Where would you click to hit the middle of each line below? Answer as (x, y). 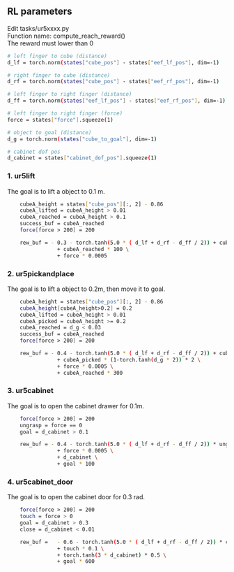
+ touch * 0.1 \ (80, 548)
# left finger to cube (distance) (57, 56)
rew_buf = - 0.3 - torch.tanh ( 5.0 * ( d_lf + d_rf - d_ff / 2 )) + (118, 243)
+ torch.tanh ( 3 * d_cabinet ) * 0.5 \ (112, 555)
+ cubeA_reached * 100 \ (93, 249)
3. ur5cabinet (31, 391)
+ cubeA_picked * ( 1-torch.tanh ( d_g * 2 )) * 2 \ (128, 359)
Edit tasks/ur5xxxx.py (38, 28)
